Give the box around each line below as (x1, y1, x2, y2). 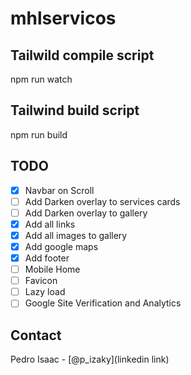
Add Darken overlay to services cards (24, 195, 181, 207)
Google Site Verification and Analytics (24, 297, 182, 309)
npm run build (10, 128, 68, 141)
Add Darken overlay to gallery (24, 207, 148, 219)
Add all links (24, 218, 76, 230)
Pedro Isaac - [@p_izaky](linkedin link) (10, 353, 170, 366)
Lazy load (24, 286, 66, 298)
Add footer (24, 252, 70, 264)
